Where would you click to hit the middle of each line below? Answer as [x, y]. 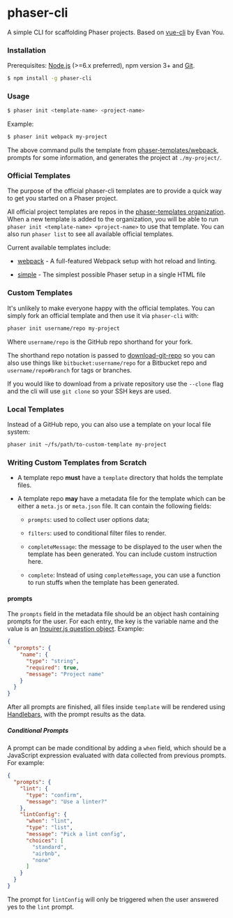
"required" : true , [52, 668]
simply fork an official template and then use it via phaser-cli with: [103, 315]
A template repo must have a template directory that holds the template [120, 478]
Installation [27, 50]
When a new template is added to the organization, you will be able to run [113, 219]
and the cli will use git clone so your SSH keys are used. [89, 391]
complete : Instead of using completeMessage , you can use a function [124, 575]
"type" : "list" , [49, 828]
